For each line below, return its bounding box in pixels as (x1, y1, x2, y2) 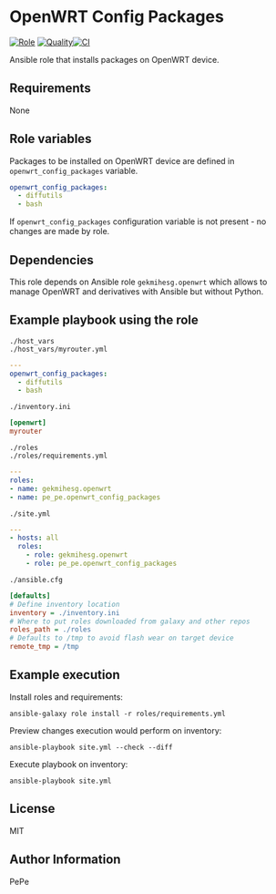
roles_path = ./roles (9, 625, 92, 634)
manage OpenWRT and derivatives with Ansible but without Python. (9, 286, 264, 297)
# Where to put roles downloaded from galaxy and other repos (9, 617, 250, 626)
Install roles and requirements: (9, 691, 123, 703)
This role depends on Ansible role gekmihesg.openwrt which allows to (9, 276, 268, 287)
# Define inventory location (9, 600, 120, 609)
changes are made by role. (9, 226, 110, 237)
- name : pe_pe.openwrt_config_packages (9, 492, 161, 502)
